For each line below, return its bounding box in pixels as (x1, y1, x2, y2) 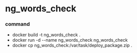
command (5, 21, 30, 28)
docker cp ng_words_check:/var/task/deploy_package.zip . (12, 43, 133, 49)
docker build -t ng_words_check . (12, 32, 81, 38)
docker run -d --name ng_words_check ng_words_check (12, 37, 128, 43)
